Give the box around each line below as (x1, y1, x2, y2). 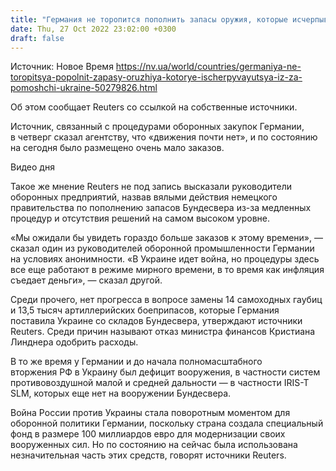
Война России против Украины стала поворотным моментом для (10, 407, 291, 419)
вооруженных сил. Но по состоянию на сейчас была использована (10, 439, 298, 451)
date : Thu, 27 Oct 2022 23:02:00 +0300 (10, 24, 177, 34)
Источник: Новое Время (10, 61, 114, 73)
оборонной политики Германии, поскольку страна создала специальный (10, 417, 324, 430)
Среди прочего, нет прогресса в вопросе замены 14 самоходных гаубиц (10, 294, 323, 306)
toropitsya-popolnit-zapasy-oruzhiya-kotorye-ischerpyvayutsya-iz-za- (10, 71, 303, 83)
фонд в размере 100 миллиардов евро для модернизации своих (10, 428, 286, 440)
